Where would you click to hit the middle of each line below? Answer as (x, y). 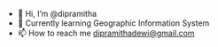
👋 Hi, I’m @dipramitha (57, 14)
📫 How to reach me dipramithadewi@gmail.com (106, 33)
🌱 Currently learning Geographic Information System (113, 23)
